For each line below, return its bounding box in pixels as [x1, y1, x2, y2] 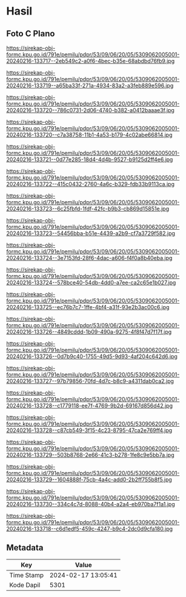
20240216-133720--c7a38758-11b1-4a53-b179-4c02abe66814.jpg [6, 132, 173, 138]
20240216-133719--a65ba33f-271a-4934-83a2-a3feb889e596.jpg [6, 82, 174, 89]
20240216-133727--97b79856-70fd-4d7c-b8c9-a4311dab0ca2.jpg [6, 378, 174, 384]
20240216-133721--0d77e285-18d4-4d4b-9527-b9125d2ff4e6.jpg [6, 156, 173, 163]
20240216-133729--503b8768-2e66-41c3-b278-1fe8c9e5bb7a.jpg [6, 452, 174, 458]
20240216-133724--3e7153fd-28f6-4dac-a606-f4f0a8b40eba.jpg [6, 255, 173, 261]
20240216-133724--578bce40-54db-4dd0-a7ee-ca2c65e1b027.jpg [6, 279, 176, 286]
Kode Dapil [9, 581, 41, 589]
